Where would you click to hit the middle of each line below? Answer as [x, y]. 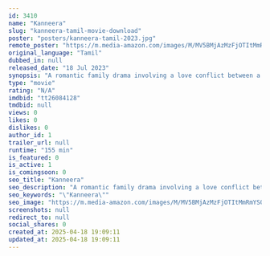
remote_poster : [34, 46]
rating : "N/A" [32, 90]
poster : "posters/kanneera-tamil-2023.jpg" [82, 38]
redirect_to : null [39, 217]
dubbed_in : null [35, 61]
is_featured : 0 [34, 157]
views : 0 [23, 113]
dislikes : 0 [28, 128]
